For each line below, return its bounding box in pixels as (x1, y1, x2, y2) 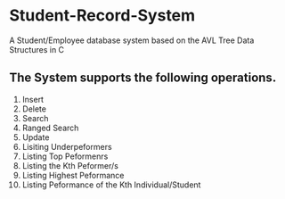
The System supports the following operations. (9, 70, 277, 86)
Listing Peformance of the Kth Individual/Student (21, 179, 201, 190)
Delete (21, 104, 47, 114)
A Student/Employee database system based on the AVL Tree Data (9, 35, 255, 46)
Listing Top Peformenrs (21, 151, 109, 162)
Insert (21, 94, 45, 104)
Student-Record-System (9, 5, 196, 26)
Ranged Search (21, 122, 79, 133)
